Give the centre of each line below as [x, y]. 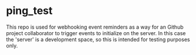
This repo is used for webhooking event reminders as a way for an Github [95, 27]
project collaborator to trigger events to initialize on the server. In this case [96, 33]
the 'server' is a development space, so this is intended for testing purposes [98, 39]
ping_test [29, 11]
